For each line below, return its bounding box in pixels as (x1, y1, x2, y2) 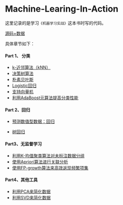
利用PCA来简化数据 (12, 188, 51, 194)
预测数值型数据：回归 (12, 119, 55, 124)
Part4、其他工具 (5, 177, 38, 183)
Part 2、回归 (5, 107, 31, 113)
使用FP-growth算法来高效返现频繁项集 (12, 165, 89, 171)
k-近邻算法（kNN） (12, 65, 51, 70)
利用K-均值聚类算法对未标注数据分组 (12, 153, 85, 158)
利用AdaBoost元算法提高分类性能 (12, 95, 78, 101)
